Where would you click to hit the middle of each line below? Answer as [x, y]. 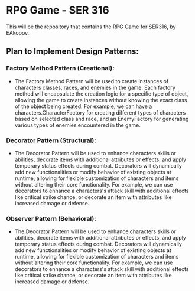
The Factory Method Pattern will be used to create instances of [92, 81]
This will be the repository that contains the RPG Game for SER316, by [91, 27]
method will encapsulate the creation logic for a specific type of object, [101, 94]
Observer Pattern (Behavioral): [51, 218]
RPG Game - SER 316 [58, 10]
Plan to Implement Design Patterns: [72, 52]
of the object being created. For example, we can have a [83, 106]
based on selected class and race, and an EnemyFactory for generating [102, 119]
